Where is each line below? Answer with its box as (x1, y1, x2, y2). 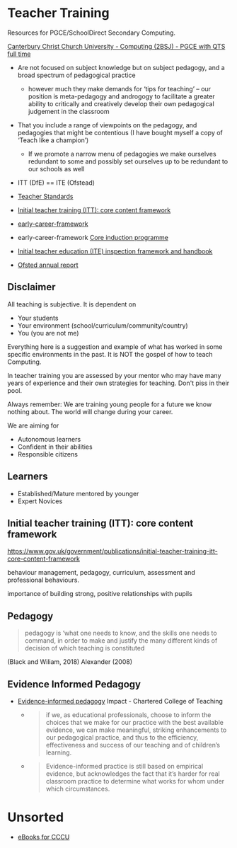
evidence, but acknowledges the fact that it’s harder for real (45, 769, 221, 778)
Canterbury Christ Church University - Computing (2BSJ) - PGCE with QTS (7, 42, 226, 50)
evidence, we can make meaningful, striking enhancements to (45, 726, 227, 734)
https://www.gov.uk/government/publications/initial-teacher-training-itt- (7, 547, 218, 556)
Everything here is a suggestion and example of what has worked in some (7, 342, 223, 351)
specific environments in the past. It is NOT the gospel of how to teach (7, 350, 214, 358)
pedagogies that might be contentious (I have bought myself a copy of (17, 128, 223, 137)
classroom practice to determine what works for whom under (45, 777, 225, 785)
